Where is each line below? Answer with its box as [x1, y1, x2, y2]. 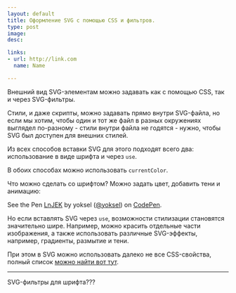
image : [7, 30, 27, 37]
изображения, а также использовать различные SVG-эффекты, [7, 229, 198, 237]
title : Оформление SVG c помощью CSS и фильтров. [7, 17, 156, 24]
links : [7, 49, 27, 56]
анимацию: [7, 187, 41, 195]
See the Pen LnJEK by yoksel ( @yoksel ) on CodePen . [7, 200, 162, 209]
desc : [7, 37, 23, 44]
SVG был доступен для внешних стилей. [7, 131, 129, 139]
